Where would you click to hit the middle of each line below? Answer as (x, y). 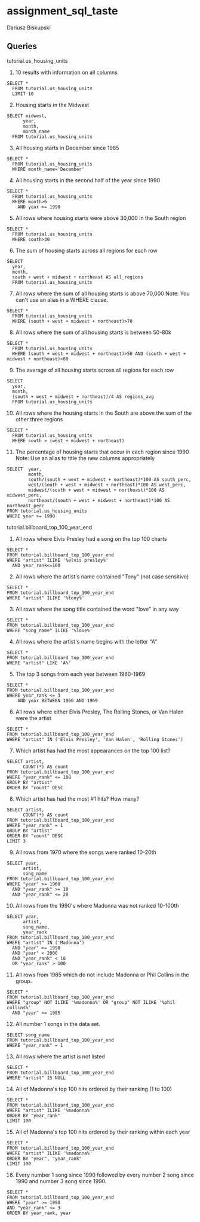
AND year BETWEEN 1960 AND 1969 (58, 700)
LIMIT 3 (16, 841)
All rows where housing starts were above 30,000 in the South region (101, 218)
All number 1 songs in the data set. (58, 1024)
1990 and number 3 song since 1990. (61, 1181)
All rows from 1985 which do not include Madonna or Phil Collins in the (102, 975)
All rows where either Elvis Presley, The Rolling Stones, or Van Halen (99, 712)
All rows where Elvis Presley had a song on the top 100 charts (91, 538)
